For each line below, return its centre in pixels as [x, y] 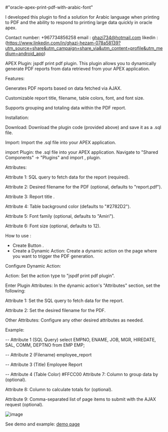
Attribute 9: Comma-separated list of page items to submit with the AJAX [81, 399]
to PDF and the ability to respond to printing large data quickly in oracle [79, 22]
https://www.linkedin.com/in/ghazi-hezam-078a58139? [64, 43]
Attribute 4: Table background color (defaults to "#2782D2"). [68, 206]
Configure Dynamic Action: [33, 266]
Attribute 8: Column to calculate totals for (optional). [59, 389]
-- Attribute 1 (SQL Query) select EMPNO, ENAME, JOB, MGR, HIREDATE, [81, 340]
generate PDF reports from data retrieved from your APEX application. [78, 69]
